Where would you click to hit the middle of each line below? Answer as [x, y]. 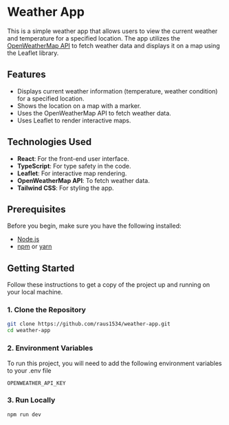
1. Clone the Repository [46, 310]
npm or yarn [34, 247]
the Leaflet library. [33, 53]
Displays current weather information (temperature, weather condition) [117, 91]
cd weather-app [29, 331]
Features [26, 75]
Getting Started [41, 268]
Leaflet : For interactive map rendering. [72, 173]
